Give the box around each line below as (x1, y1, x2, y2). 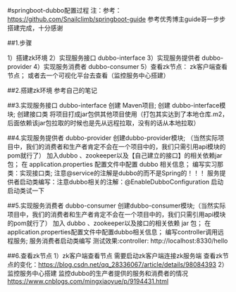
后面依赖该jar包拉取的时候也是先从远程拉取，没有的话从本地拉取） (7, 119, 200, 127)
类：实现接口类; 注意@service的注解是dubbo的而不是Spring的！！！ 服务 (7, 169, 220, 177)
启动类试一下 (7, 186, 44, 195)
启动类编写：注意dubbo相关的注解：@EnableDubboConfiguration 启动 (19, 178, 224, 186)
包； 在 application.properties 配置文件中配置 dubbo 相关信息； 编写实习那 (7, 160, 224, 168)
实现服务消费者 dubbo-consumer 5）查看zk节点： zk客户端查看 (43, 63, 228, 70)
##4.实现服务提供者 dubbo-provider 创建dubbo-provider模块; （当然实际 (7, 134, 218, 142)
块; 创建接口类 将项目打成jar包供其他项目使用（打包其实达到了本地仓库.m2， (7, 110, 229, 118)
